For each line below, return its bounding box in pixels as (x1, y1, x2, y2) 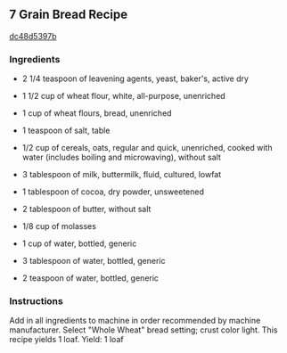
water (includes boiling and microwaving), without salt (21, 152, 221, 163)
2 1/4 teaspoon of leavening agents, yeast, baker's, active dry (21, 73, 250, 84)
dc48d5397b (9, 30, 57, 41)
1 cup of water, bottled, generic (21, 238, 137, 249)
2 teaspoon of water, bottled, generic (21, 273, 159, 283)
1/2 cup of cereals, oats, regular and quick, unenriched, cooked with (21, 143, 273, 153)
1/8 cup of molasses (21, 221, 96, 232)
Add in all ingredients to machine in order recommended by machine (9, 316, 261, 326)
